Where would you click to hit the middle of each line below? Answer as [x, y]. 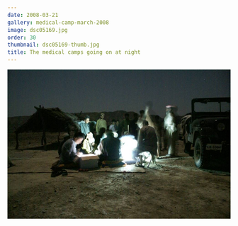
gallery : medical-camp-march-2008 [58, 22]
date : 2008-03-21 [33, 15]
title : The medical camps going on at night [74, 52]
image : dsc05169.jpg [38, 30]
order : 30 [22, 38]
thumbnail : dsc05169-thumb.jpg [53, 45]
